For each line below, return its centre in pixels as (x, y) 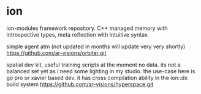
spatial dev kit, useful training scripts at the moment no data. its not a (93, 65)
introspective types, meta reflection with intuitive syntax (77, 34)
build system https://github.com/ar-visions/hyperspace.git (80, 84)
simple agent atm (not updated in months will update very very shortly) (96, 46)
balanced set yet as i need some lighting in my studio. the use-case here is (101, 71)
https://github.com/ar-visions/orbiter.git (56, 52)
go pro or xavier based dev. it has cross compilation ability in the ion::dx (97, 78)
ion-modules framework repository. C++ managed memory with (87, 28)
